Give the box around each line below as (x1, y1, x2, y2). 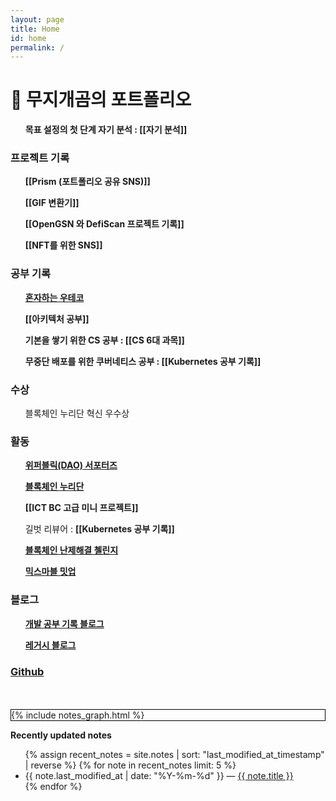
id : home (10, 33, 47, 43)
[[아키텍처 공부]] (24, 312, 90, 325)
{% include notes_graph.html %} (11, 709, 145, 721)
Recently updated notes (10, 729, 112, 741)
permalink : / (10, 42, 65, 53)
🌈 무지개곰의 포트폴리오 (10, 89, 192, 111)
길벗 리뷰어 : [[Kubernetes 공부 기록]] (24, 523, 175, 535)
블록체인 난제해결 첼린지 (24, 544, 119, 556)
